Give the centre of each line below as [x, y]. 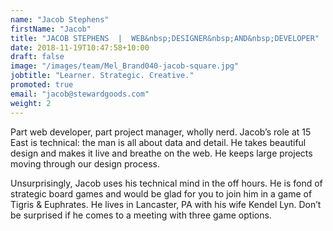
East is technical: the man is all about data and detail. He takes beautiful [158, 142]
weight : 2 [31, 103]
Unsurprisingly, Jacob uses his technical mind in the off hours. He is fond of [166, 183]
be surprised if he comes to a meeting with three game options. [141, 215]
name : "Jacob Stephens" [60, 19]
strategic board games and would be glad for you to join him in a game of [161, 193]
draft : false [37, 57]
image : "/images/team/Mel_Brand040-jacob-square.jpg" [125, 66]
